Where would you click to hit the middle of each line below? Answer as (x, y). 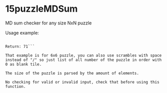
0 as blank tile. (24, 64)
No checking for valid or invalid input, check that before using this (82, 82)
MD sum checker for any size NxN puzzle (49, 23)
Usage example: (22, 33)
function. (16, 86)
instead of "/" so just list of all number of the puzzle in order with (83, 60)
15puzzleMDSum (41, 9)
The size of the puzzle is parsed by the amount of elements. (72, 73)
